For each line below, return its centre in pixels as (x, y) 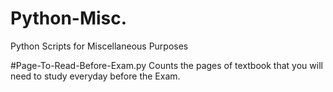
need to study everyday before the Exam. (95, 76)
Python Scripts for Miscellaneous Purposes (99, 46)
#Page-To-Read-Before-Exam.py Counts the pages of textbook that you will (166, 65)
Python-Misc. (69, 18)
